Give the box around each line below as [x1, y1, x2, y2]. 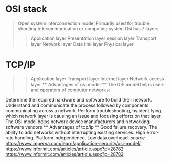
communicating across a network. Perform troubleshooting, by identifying [5, 107, 161, 113]
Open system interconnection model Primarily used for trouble [17, 20, 150, 26]
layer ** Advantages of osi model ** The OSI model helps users [30, 81, 165, 87]
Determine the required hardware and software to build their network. [5, 96, 152, 103]
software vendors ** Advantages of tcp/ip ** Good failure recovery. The [5, 124, 157, 130]
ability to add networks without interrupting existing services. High [5, 129, 146, 135]
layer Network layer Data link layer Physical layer [30, 40, 134, 47]
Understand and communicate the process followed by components [5, 102, 149, 108]
